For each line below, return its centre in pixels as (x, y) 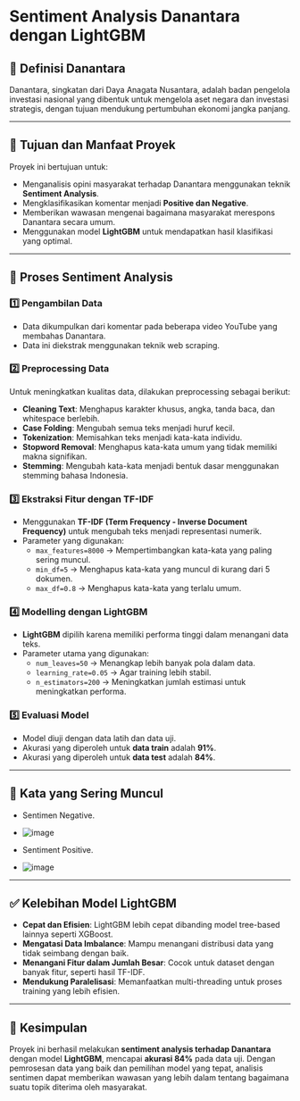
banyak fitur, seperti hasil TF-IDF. (83, 972)
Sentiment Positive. (58, 849)
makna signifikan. (54, 456)
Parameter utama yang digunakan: (86, 654)
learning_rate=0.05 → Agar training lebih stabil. (123, 672)
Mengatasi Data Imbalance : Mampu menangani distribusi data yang (148, 944)
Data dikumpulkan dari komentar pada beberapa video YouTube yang (150, 326)
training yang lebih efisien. (71, 991)
